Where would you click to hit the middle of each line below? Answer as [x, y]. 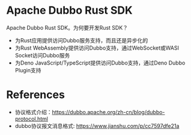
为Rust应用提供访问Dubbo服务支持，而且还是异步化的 [81, 40]
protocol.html [31, 119]
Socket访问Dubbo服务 [42, 55]
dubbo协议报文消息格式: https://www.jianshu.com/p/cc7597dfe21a [97, 125]
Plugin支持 [28, 70]
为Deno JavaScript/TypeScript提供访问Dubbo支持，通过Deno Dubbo [100, 63]
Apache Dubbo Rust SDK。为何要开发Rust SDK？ [67, 27]
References [35, 95]
